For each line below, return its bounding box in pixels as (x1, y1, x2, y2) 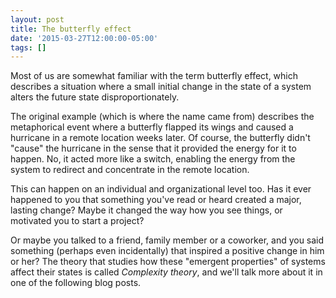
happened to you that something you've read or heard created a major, (10, 194, 302, 206)
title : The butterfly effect (10, 24, 132, 34)
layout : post (10, 14, 65, 25)
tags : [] (10, 42, 47, 53)
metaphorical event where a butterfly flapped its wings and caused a (10, 121, 294, 133)
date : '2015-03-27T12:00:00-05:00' (10, 33, 159, 43)
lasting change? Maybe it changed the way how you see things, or (10, 204, 283, 216)
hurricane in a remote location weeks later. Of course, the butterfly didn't (10, 132, 311, 144)
